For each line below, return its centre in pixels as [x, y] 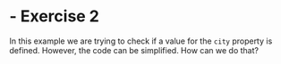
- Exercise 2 [55, 16]
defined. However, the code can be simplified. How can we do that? [134, 50]
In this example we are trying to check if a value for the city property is [141, 41]
